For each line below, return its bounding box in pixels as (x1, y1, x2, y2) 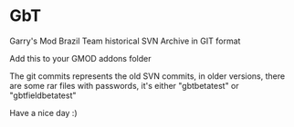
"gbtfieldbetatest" (9, 90, 77, 101)
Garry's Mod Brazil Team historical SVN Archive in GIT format (9, 35, 241, 46)
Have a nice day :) (9, 107, 78, 118)
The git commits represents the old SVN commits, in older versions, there (9, 70, 286, 82)
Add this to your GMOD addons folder (9, 53, 152, 63)
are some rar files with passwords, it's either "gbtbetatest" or (9, 80, 239, 91)
